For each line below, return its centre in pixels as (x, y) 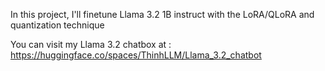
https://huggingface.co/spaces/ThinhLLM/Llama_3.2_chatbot (136, 55)
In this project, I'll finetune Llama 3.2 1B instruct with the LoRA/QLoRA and (162, 14)
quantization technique (57, 25)
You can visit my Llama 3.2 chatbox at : (91, 44)
